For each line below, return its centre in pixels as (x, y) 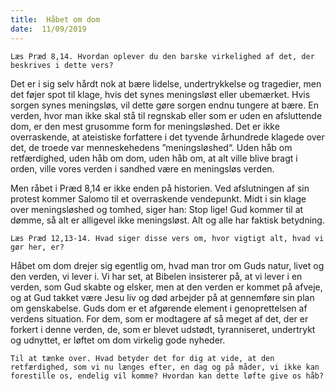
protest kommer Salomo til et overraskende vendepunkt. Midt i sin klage (158, 198)
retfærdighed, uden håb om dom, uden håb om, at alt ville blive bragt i (154, 158)
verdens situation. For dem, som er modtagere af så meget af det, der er (159, 318)
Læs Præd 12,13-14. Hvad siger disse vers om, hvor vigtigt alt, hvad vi (167, 238)
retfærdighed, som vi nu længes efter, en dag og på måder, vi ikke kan (165, 367)
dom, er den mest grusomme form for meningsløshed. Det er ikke (145, 126)
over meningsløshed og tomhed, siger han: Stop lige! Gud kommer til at (157, 209)
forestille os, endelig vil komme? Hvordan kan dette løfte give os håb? (167, 376)
